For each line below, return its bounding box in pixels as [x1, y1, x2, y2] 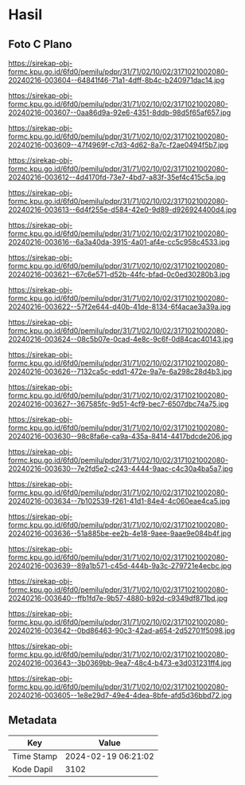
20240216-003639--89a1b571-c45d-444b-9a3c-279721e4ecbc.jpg [8, 561, 232, 571]
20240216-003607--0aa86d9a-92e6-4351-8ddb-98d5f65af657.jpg [8, 108, 231, 117]
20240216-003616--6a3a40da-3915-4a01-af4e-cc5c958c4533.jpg [8, 237, 231, 246]
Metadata [8, 713, 57, 727]
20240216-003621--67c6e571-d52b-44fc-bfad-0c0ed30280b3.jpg [8, 269, 231, 279]
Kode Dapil [12, 763, 53, 775]
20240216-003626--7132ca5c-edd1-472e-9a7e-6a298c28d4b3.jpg [8, 367, 232, 376]
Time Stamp [12, 751, 58, 762]
